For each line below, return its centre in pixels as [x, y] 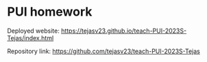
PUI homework [50, 12]
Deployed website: [33, 31]
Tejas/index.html [31, 37]
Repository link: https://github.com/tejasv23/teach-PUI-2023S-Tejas [103, 51]
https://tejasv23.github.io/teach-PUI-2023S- [124, 31]
